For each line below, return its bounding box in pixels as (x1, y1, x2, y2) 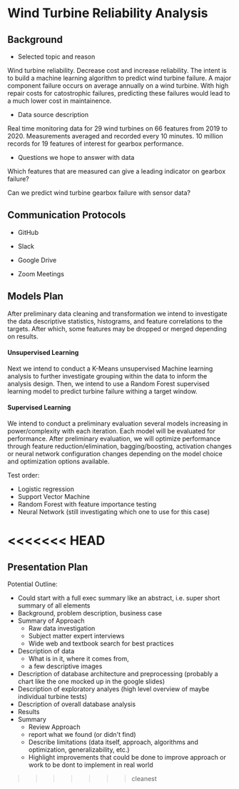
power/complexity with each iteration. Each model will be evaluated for (7, 427, 215, 436)
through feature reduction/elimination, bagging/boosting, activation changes (7, 442, 232, 451)
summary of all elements (17, 601, 91, 610)
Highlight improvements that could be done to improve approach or (28, 753, 227, 762)
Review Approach (28, 723, 81, 731)
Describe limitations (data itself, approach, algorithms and (28, 738, 198, 747)
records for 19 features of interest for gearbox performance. (7, 139, 184, 148)
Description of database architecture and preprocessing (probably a (17, 670, 219, 678)
